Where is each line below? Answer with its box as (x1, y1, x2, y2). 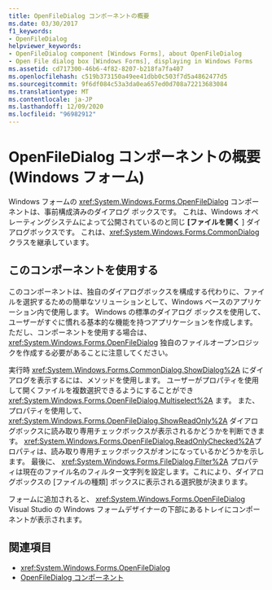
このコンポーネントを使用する (8, 264, 159, 278)
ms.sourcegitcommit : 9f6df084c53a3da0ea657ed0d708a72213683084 (8, 80, 228, 88)
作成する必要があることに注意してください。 (22, 347, 173, 357)
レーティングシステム (8, 216, 80, 226)
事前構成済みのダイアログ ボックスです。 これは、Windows (43, 207, 243, 216)
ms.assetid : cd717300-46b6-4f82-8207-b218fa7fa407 (8, 65, 184, 73)
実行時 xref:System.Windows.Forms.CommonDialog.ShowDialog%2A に (8, 365, 250, 374)
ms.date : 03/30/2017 (8, 20, 79, 28)
